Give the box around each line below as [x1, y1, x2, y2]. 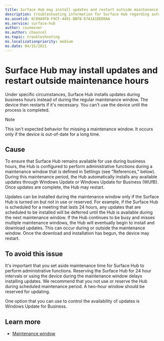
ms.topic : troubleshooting [5, 35, 60, 40]
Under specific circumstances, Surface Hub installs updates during [5, 91, 140, 97]
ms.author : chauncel [5, 30, 47, 35]
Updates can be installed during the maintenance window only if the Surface [5, 194, 159, 200]
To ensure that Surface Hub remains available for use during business [5, 158, 145, 164]
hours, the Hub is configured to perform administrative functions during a [5, 164, 153, 170]
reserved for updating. [5, 289, 50, 294]
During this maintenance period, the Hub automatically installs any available [5, 174, 158, 180]
